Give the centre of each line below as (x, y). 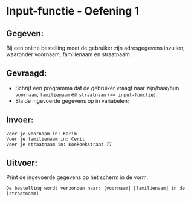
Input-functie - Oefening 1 (73, 11)
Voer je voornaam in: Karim (42, 134)
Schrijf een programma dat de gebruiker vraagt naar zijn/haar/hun (97, 88)
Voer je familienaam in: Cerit (46, 139)
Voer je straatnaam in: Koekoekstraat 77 (59, 144)
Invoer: (20, 120)
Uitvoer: (22, 163)
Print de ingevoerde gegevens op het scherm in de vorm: (77, 177)
